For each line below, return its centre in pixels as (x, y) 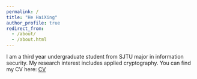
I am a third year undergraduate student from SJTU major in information (95, 57)
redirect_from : (25, 28)
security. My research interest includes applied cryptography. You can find (98, 63)
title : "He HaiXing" (32, 17)
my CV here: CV (26, 69)
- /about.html (29, 39)
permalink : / (23, 12)
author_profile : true (33, 23)
